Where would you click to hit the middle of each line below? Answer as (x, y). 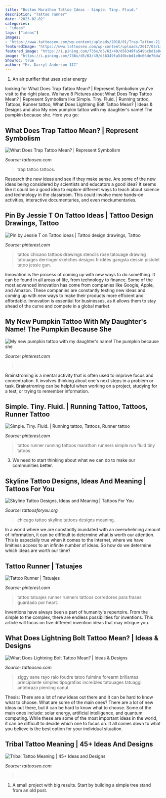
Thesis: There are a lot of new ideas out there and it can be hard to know (79, 697)
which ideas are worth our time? (38, 550)
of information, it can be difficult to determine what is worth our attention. (80, 535)
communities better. (33, 465)
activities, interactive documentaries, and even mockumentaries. (71, 200)
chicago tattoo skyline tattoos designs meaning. (66, 520)
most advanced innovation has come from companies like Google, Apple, (80, 285)
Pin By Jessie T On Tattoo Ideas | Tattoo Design (79, 216)
